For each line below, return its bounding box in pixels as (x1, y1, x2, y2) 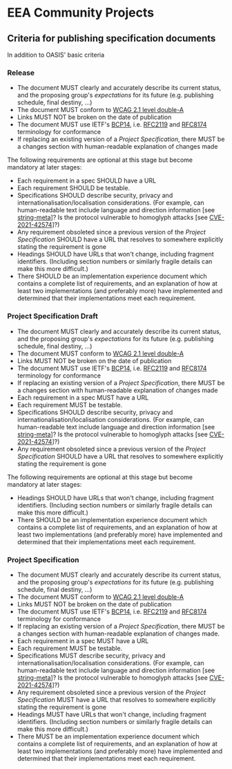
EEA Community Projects (7, 5, 154, 21)
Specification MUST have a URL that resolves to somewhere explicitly (17, 695, 216, 703)
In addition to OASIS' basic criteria (7, 50, 105, 59)
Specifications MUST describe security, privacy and (17, 651, 166, 660)
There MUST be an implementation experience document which (17, 732, 200, 741)
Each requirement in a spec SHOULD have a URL (17, 176, 157, 185)
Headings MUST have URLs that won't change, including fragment (17, 710, 206, 719)
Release (7, 68, 35, 77)
